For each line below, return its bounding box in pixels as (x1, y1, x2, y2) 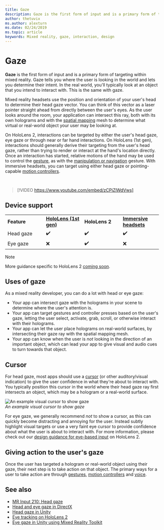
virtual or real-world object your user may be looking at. (5, 122, 117, 128)
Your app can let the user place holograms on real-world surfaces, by (12, 326, 152, 332)
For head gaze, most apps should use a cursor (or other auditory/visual (5, 374, 148, 380)
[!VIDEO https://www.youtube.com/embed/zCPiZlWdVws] (17, 187, 134, 193)
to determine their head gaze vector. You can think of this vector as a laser (5, 102, 155, 107)
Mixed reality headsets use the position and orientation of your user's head (5, 96, 156, 102)
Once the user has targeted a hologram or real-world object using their (5, 461, 148, 467)
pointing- (130, 163, 149, 169)
